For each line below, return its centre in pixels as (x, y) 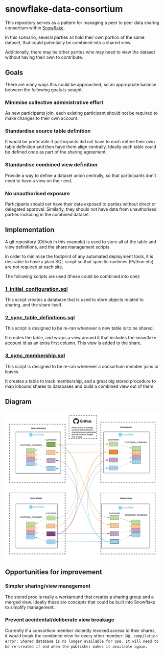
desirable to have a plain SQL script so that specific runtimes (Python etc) (79, 261)
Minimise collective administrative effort (54, 102)
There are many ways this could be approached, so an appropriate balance (81, 84)
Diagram (18, 402)
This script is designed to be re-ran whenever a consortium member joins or (82, 366)
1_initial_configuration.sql (36, 289)
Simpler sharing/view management (48, 586)
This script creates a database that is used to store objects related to (74, 300)
